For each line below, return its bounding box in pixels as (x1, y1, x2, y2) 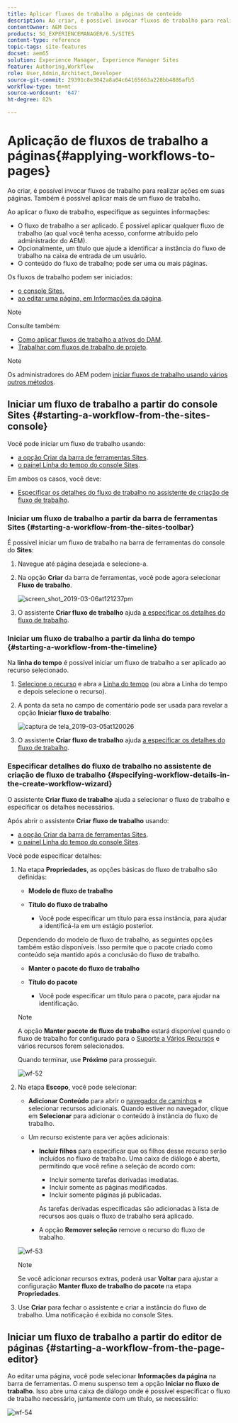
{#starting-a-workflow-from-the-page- (45, 1342, 225, 1354)
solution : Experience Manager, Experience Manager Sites (7, 57, 179, 64)
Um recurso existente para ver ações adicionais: (28, 1132, 170, 1142)
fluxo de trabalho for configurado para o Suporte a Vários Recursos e (17, 1034, 220, 1042)
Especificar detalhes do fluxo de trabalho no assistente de (7, 761, 212, 771)
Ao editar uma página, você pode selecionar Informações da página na (7, 1372, 217, 1380)
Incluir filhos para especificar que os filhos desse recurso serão (38, 1146, 227, 1155)
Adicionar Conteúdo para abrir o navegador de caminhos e (28, 1096, 203, 1105)
